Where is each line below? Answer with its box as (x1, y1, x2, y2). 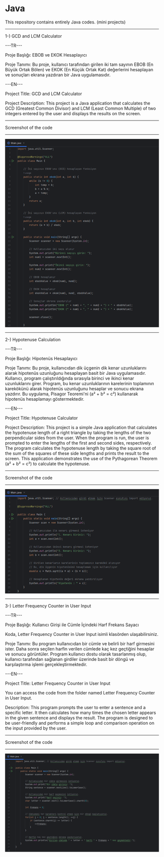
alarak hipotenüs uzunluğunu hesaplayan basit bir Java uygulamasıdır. (5, 370, 146, 376)
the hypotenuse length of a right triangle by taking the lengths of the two (5, 429, 151, 435)
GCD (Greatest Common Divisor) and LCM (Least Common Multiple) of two (5, 105, 156, 111)
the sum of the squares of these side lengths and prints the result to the (5, 450, 149, 456)
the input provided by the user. (5, 725, 67, 731)
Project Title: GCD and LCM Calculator (5, 91, 82, 97)
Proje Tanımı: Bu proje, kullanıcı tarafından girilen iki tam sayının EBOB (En (5, 61, 154, 67)
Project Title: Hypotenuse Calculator (5, 415, 78, 421)
